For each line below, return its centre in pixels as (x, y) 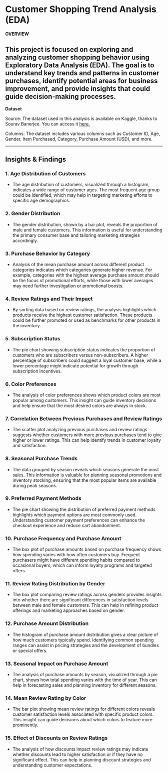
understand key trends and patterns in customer (82, 73)
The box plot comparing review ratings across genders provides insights (87, 595)
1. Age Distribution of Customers (45, 174)
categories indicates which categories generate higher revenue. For (82, 270)
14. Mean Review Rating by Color (46, 698)
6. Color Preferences (31, 384)
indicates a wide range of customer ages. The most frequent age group (86, 190)
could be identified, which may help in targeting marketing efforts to (82, 195)
